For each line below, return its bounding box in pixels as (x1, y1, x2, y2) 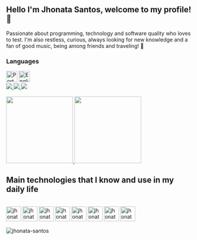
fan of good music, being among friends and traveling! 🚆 (6, 42, 144, 49)
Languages (6, 57, 40, 65)
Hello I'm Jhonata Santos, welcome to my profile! (6, 5, 192, 15)
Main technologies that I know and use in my (6, 175, 174, 185)
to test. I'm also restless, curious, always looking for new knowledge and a (6, 36, 188, 43)
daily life (6, 184, 39, 194)
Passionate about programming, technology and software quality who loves (6, 30, 191, 37)
